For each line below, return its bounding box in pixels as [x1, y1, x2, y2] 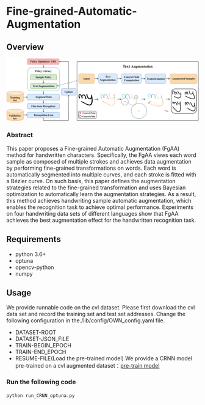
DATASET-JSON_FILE [15, 335, 70, 343]
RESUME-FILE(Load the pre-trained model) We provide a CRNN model [15, 355, 193, 362]
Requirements [6, 234, 61, 244]
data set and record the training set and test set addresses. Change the [6, 311, 186, 318]
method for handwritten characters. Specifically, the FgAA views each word [6, 151, 196, 159]
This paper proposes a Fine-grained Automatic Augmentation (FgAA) [6, 145, 180, 152]
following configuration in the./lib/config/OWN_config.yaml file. [6, 317, 165, 324]
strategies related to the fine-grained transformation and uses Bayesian [6, 184, 186, 191]
